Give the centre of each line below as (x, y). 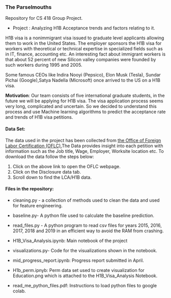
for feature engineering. (37, 205)
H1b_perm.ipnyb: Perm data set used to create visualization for (79, 270)
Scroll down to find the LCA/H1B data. (52, 177)
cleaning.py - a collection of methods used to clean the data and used (86, 200)
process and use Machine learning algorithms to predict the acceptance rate (86, 112)
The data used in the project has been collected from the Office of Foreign (83, 140)
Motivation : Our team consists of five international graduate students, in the (85, 96)
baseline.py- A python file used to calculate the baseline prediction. (83, 215)
